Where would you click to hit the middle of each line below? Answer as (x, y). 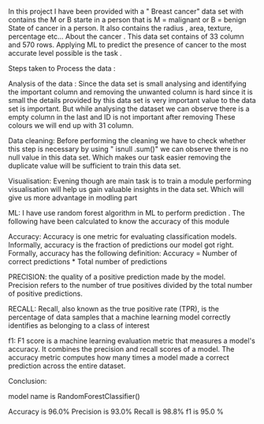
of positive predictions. (45, 293)
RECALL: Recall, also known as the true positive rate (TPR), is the (113, 309)
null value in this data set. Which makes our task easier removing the (119, 157)
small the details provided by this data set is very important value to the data (132, 100)
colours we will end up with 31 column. (71, 125)
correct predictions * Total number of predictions (88, 262)
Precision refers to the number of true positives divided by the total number (130, 285)
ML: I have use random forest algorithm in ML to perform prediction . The (127, 213)
